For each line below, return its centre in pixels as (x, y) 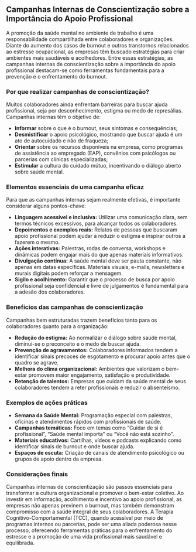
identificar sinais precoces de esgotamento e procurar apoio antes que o (102, 356)
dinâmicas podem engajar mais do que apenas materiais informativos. (99, 255)
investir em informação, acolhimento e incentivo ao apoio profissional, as (94, 499)
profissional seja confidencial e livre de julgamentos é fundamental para (101, 286)
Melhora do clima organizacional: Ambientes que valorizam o (90, 369)
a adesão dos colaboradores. (50, 292)
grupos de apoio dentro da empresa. (59, 459)
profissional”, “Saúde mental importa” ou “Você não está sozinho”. (94, 434)
